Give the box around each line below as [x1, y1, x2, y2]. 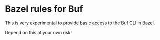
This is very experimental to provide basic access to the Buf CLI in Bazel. [5, 20, 155, 26]
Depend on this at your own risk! [5, 29, 72, 35]
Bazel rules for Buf [5, 3, 83, 15]
